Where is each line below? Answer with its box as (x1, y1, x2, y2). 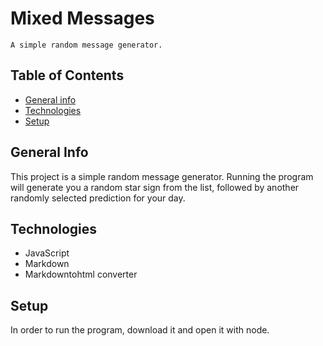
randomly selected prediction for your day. (10, 192, 186, 204)
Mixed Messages (10, 7, 155, 30)
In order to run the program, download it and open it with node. (10, 324, 270, 336)
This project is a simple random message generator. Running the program (10, 170, 314, 182)
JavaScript (24, 247, 70, 259)
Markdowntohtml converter (24, 268, 138, 281)
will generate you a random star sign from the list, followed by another (10, 181, 300, 193)
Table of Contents (10, 67, 125, 84)
